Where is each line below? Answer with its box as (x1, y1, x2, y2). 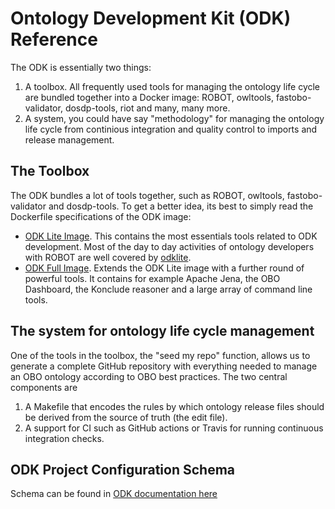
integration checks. (24, 432, 105, 444)
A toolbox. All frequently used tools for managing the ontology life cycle (24, 80, 321, 92)
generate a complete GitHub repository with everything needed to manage (10, 360, 318, 372)
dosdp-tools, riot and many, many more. (64, 102, 231, 114)
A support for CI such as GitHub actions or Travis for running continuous (24, 422, 324, 434)
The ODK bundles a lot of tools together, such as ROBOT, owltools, (10, 189, 285, 201)
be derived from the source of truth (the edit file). (24, 411, 228, 423)
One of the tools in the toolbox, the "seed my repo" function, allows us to (10, 349, 311, 361)
